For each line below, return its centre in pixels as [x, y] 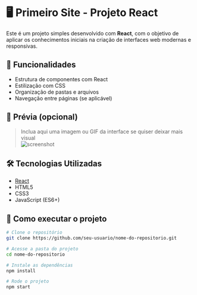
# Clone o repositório [34, 233]
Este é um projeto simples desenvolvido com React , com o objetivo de [93, 33]
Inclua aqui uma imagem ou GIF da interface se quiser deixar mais [102, 131]
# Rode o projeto [28, 282]
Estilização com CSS [40, 85]
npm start [18, 287]
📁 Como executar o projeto [57, 219]
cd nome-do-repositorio [36, 254]
